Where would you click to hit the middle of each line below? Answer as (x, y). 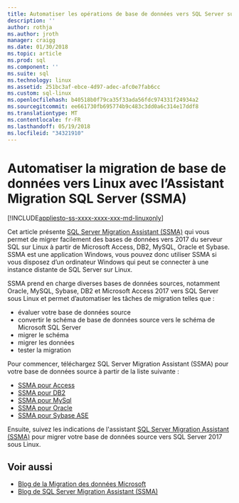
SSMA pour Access (46, 386)
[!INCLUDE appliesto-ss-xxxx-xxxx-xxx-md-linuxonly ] (85, 218)
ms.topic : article (34, 54)
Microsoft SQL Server (49, 327)
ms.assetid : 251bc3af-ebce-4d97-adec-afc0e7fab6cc (84, 87)
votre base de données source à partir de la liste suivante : (93, 371)
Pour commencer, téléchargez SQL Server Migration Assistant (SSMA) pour (118, 364)
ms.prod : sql (27, 60)
